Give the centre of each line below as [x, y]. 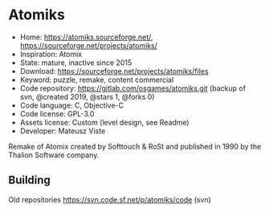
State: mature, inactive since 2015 [76, 63]
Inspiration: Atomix [51, 54]
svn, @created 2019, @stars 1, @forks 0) [87, 96]
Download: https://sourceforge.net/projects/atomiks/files [114, 71]
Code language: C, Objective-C [72, 105]
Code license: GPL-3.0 [57, 113]
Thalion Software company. [54, 155]
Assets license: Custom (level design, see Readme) [105, 122]
